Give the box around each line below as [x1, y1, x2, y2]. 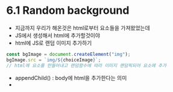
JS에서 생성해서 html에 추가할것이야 [14, 31, 101, 39]
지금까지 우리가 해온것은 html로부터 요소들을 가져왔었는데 [14, 24, 151, 31]
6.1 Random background [6, 4, 130, 17]
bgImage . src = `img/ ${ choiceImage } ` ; [6, 57, 101, 63]
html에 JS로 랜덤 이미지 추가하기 [14, 39, 92, 46]
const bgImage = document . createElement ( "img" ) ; [6, 51, 131, 57]
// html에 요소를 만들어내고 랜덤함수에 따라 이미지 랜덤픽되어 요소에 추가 [6, 63, 167, 69]
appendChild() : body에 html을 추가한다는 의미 [14, 74, 127, 81]
